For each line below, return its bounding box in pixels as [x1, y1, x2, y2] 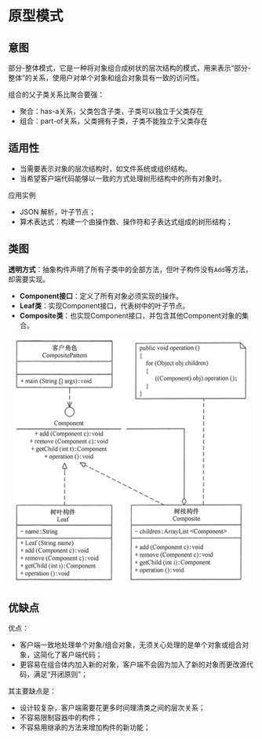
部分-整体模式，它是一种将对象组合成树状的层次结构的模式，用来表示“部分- [8, 64, 252, 72]
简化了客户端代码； [40, 650, 103, 660]
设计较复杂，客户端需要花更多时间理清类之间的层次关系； [19, 703, 206, 712]
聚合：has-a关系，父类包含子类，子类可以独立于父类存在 [19, 107, 204, 116]
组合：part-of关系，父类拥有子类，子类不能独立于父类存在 [19, 116, 208, 126]
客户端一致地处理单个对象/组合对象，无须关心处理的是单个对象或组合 [19, 640, 242, 649]
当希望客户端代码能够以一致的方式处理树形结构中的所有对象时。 [19, 174, 226, 183]
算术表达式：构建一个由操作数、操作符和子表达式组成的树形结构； [19, 217, 233, 226]
